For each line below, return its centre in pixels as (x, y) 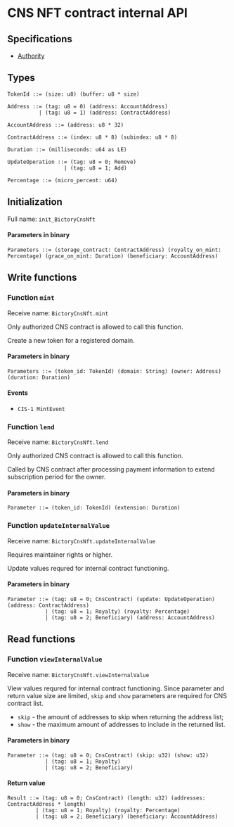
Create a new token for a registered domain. (71, 340)
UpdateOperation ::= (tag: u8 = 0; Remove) (72, 162)
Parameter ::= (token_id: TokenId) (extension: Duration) (94, 508)
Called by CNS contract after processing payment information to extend (111, 469)
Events (18, 393)
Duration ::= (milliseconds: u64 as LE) (67, 149)
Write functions (42, 278)
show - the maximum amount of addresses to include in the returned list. (121, 724)
